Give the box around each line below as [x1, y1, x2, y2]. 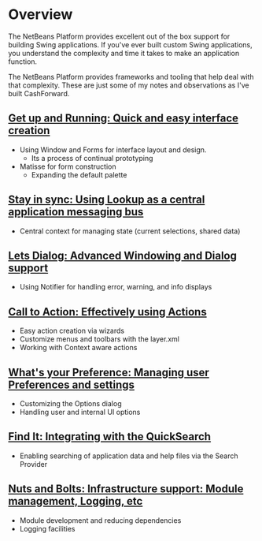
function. [8, 57, 38, 66]
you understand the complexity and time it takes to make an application [8, 48, 240, 58]
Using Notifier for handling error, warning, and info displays [19, 282, 212, 292]
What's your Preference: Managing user [8, 365, 210, 379]
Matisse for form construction [19, 162, 116, 171]
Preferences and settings [8, 378, 135, 391]
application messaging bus [8, 205, 144, 218]
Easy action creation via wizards [19, 326, 124, 336]
